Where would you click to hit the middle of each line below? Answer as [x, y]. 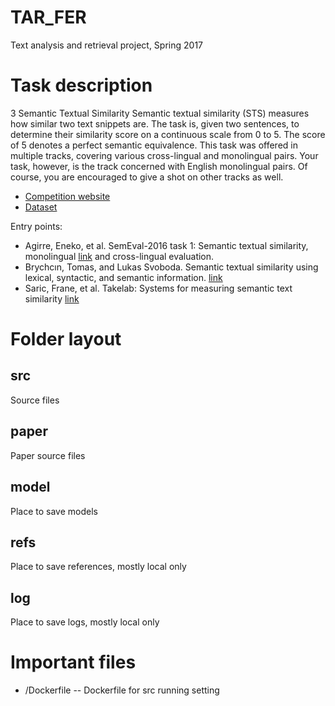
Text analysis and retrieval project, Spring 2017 [106, 45]
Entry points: [36, 226]
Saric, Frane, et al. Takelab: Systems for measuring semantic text [158, 288]
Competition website [67, 196]
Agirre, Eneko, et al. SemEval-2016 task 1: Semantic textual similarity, [166, 245]
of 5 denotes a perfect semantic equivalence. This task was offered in [154, 145]
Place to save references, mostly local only [98, 567]
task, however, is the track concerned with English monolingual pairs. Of [159, 166]
